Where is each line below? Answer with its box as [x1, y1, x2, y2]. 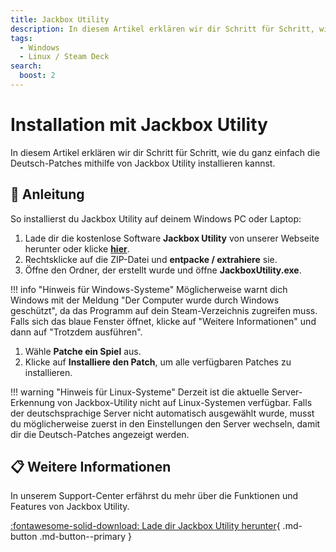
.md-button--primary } [39, 531, 132, 543]
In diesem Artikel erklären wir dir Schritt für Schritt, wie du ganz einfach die [10, 146, 321, 158]
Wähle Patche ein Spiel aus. [24, 345, 142, 357]
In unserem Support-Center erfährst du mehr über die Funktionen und [10, 490, 299, 502]
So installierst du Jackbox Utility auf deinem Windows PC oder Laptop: [10, 212, 302, 225]
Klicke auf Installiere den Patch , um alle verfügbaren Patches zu [24, 356, 292, 368]
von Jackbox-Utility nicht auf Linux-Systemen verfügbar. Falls [57, 396, 313, 408]
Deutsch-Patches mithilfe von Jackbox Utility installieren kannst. [10, 157, 276, 169]
